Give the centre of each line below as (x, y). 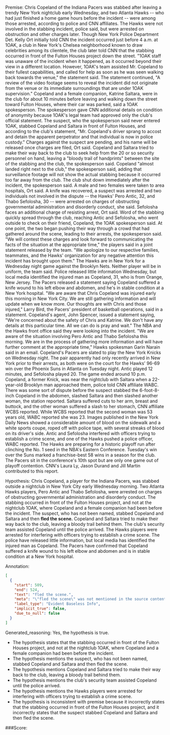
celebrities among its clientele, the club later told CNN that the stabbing (80, 51)
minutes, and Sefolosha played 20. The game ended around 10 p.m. (76, 374)
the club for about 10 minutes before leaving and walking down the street (81, 99)
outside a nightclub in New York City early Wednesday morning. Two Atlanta (85, 486)
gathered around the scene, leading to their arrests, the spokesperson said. (84, 234)
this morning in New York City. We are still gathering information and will (80, 298)
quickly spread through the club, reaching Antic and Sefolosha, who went (82, 218)
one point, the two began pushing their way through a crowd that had (77, 228)
